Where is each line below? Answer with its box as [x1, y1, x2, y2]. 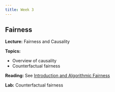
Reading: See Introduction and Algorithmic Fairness [5, 73, 110, 79]
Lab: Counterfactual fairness [5, 82, 63, 88]
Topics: [5, 48, 21, 54]
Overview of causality [12, 58, 57, 64]
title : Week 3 [5, 7, 34, 12]
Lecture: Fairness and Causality [5, 39, 70, 45]
